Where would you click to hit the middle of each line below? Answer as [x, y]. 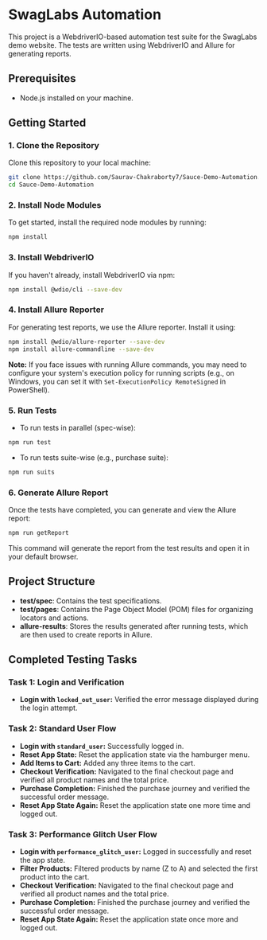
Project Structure [52, 581]
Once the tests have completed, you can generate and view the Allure [122, 509]
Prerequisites [42, 78]
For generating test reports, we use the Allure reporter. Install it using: [122, 327]
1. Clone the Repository [54, 146]
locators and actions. [54, 618]
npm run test [30, 442]
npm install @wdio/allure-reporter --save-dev [87, 341]
